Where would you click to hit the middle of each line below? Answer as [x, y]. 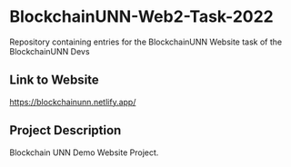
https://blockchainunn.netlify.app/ [73, 102]
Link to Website [55, 80]
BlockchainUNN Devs [50, 51]
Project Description [65, 130]
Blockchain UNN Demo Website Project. [84, 152]
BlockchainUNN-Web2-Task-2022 [142, 17]
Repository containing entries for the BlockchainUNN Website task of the [146, 42]
